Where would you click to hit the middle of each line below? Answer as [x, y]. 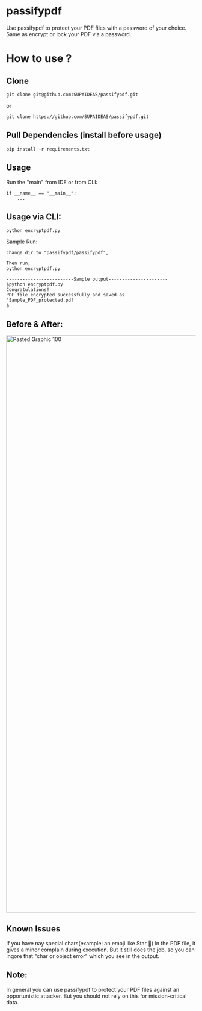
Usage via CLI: [34, 217]
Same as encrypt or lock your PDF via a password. [69, 34]
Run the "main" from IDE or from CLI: [52, 182]
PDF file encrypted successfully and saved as [66, 295]
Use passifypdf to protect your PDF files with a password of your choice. [96, 28]
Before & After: [35, 324]
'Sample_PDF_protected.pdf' [41, 300]
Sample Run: [22, 242]
